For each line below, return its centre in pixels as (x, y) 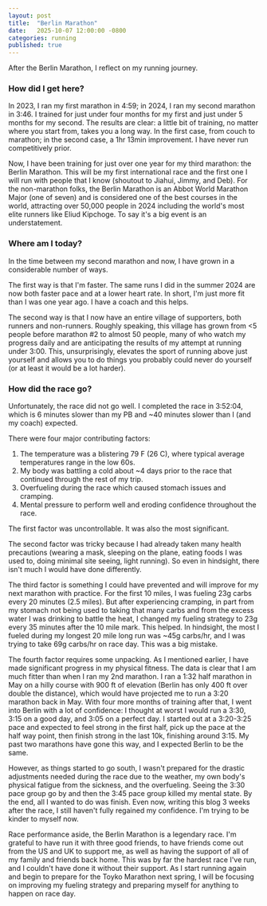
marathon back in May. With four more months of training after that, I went (130, 702)
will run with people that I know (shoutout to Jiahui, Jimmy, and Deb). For (128, 181)
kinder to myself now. (43, 819)
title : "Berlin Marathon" (53, 23)
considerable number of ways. (59, 269)
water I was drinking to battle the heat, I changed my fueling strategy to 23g (133, 619)
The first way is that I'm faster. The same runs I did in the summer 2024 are (132, 284)
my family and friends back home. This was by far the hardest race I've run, (133, 860)
